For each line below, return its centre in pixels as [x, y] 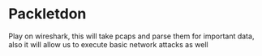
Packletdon [47, 14]
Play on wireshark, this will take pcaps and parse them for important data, [131, 36]
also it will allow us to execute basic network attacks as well [108, 44]
